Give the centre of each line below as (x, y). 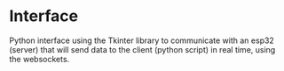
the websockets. (39, 59)
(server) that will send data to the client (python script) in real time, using (142, 49)
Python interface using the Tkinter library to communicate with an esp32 (142, 40)
